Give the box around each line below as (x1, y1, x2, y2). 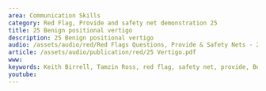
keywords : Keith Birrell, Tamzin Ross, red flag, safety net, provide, (8, 63, 249, 71)
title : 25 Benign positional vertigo (8, 26, 133, 34)
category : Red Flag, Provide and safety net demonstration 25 (8, 19, 218, 27)
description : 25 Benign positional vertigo (8, 33, 154, 42)
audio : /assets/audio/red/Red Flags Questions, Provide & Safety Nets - (8, 41, 253, 49)
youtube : (8, 70, 37, 78)
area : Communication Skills (8, 11, 101, 20)
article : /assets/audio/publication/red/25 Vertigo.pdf (8, 48, 196, 56)
